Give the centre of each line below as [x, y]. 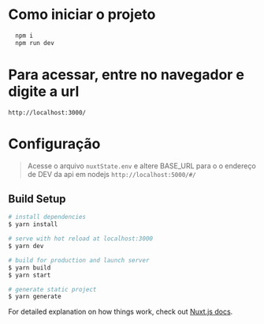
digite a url [44, 91]
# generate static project [52, 289]
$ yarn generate [35, 297]
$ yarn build [30, 267]
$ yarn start [30, 275]
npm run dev [35, 43]
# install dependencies [47, 217]
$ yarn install [33, 224]
